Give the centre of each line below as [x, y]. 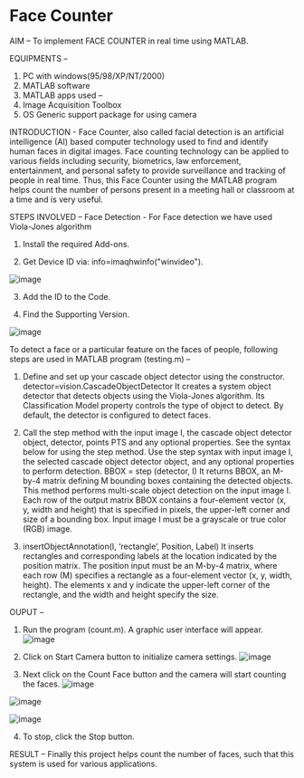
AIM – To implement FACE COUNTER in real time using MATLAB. [129, 41]
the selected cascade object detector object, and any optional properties [158, 461]
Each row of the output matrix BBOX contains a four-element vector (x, [154, 500]
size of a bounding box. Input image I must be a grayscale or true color [154, 519]
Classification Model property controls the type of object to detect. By [153, 405]
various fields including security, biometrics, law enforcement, [125, 160]
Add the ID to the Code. [66, 296]
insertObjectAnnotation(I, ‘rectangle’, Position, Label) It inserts [138, 546]
